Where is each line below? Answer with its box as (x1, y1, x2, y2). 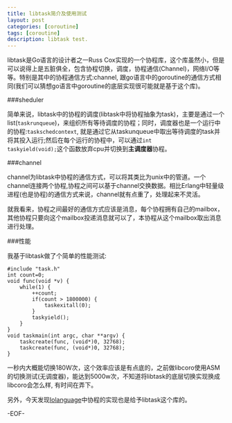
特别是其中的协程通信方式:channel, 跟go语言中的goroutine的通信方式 (19, 74, 216, 82)
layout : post (7, 17, 45, 24)
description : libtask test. (7, 36, 89, 43)
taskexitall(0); (44, 302, 91, 309)
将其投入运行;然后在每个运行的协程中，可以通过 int (7, 136, 152, 144)
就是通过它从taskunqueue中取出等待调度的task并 (80, 128, 220, 136)
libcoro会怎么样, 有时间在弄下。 (7, 381, 98, 389)
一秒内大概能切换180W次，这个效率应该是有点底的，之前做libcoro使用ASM (7, 363, 220, 372)
